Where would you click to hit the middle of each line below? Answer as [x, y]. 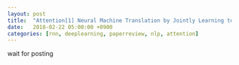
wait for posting [30, 54]
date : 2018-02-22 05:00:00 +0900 [60, 27]
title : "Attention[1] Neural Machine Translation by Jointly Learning [116, 20]
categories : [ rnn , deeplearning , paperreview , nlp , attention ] [103, 34]
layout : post [27, 14]
